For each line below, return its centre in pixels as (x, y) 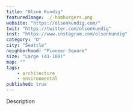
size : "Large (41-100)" (36, 56)
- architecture (36, 73)
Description (20, 101)
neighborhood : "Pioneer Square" (47, 51)
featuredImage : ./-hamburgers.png (50, 17)
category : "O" (24, 40)
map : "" (16, 62)
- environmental (38, 79)
